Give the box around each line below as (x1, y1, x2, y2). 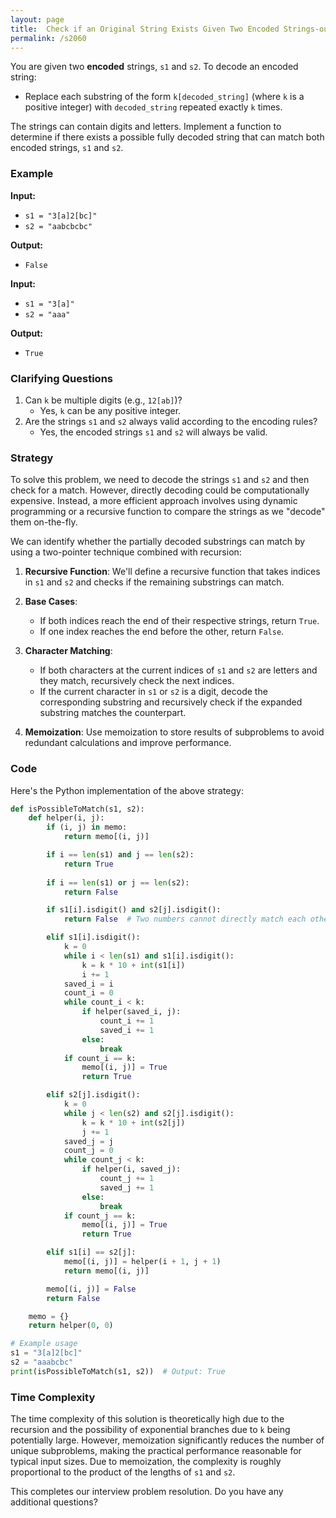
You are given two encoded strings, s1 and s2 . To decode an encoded (10, 61, 299, 73)
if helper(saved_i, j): (81, 1007, 182, 1017)
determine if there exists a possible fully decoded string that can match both (10, 131, 325, 143)
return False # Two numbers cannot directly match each (63, 914, 307, 925)
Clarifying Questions (10, 371, 113, 385)
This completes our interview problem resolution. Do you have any (10, 1486, 284, 1498)
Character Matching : (24, 645, 113, 657)
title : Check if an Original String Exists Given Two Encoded (10, 24, 280, 34)
